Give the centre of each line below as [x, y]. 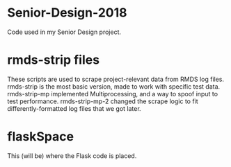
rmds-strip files [53, 60]
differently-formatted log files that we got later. [74, 108]
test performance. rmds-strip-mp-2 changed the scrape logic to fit [103, 101]
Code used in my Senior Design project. [64, 32]
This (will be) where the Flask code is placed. [72, 156]
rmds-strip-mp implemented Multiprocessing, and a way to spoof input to [112, 94]
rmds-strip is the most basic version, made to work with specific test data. [114, 86]
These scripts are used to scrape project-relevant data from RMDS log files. [116, 79]
